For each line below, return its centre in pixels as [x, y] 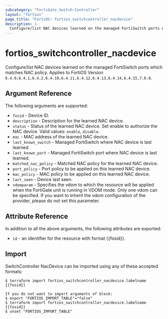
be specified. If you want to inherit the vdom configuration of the [79, 195]
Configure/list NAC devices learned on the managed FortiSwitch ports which [84, 67]
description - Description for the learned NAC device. [68, 120]
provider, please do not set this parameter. [56, 201]
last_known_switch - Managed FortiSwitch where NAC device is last [82, 142]
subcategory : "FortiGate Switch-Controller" [52, 10]
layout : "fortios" [24, 15]
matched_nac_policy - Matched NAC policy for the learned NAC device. [85, 163]
